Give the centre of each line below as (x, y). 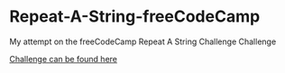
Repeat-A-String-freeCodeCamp (135, 17)
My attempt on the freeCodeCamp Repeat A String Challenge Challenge (143, 41)
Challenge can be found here (64, 59)
